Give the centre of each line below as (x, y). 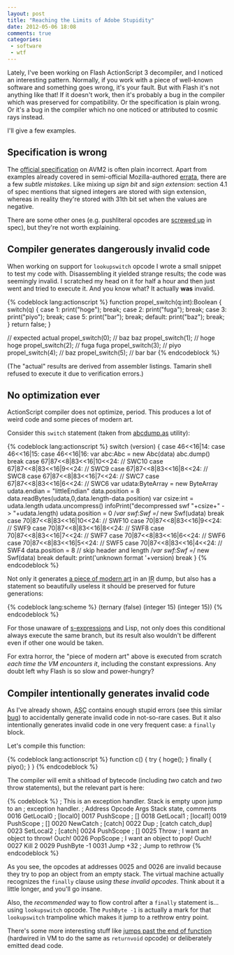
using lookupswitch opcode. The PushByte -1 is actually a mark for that (109, 910)
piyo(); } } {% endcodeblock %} (53, 767)
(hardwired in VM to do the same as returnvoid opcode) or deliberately (110, 938)
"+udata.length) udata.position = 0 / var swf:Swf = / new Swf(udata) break (119, 513)
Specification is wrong (57, 153)
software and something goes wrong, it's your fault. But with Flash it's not (114, 87)
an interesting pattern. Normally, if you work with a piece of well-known (110, 80)
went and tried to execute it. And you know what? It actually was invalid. (111, 288)
